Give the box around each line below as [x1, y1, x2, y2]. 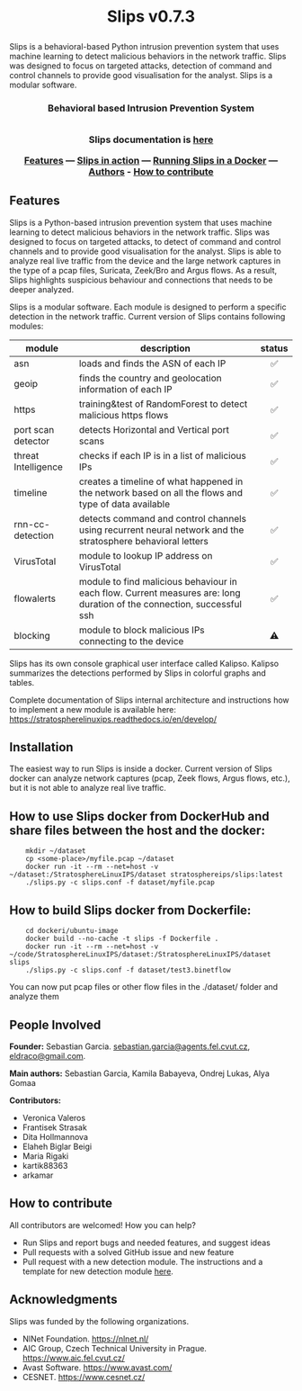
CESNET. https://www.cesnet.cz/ [22, 1371, 146, 1382]
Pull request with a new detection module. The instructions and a [22, 1256, 263, 1267]
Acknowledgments [9, 1292, 119, 1307]
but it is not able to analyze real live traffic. [9, 783, 166, 794]
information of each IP [78, 382, 173, 395]
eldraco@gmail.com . [9, 1050, 86, 1061]
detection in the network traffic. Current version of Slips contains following [9, 310, 286, 321]
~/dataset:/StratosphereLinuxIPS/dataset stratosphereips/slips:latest [9, 870, 283, 879]
